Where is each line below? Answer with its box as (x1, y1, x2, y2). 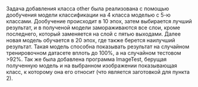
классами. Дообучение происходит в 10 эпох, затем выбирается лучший (6, 18, 192, 24)
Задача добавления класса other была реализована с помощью (6, 5, 169, 12)
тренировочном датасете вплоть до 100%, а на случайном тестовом (6, 49, 181, 56)
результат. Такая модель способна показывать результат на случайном (6, 43, 190, 50)
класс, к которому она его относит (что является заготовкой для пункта (6, 69, 190, 75)
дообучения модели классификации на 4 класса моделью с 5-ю (6, 11, 171, 18)
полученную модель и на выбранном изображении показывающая (6, 62, 177, 69)
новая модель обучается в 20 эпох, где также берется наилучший (6, 37, 175, 44)
